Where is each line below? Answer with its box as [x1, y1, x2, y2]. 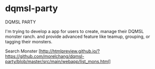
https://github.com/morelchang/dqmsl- [5, 53, 85, 59]
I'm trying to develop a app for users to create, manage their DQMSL [5, 28, 144, 34]
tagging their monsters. [5, 38, 53, 44]
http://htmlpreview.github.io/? [40, 48, 100, 54]
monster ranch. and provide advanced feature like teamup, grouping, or [5, 34, 150, 39]
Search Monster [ [5, 48, 41, 54]
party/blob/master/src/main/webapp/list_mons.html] [5, 58, 111, 64]
